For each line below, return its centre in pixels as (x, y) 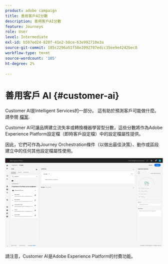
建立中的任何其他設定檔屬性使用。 (40, 151)
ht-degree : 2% (20, 63)
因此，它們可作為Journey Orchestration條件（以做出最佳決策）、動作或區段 (82, 145)
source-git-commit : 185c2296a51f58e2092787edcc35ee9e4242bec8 (71, 48)
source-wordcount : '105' (31, 58)
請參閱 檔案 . (17, 117)
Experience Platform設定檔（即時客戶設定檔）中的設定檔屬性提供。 (74, 134)
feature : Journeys (24, 27)
